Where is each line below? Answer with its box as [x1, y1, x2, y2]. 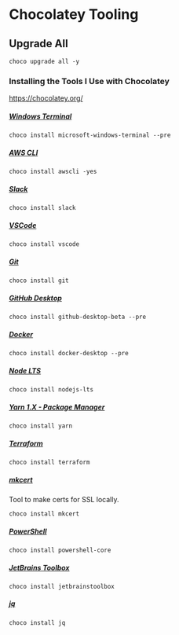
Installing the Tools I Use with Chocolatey [9, 75, 170, 86]
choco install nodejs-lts [9, 386, 93, 394]
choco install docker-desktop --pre [9, 350, 129, 358]
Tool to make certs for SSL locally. [9, 494, 119, 504]
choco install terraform [9, 458, 90, 466]
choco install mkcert [9, 509, 80, 518]
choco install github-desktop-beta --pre [9, 313, 147, 321]
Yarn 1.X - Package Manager [9, 402, 105, 412]
